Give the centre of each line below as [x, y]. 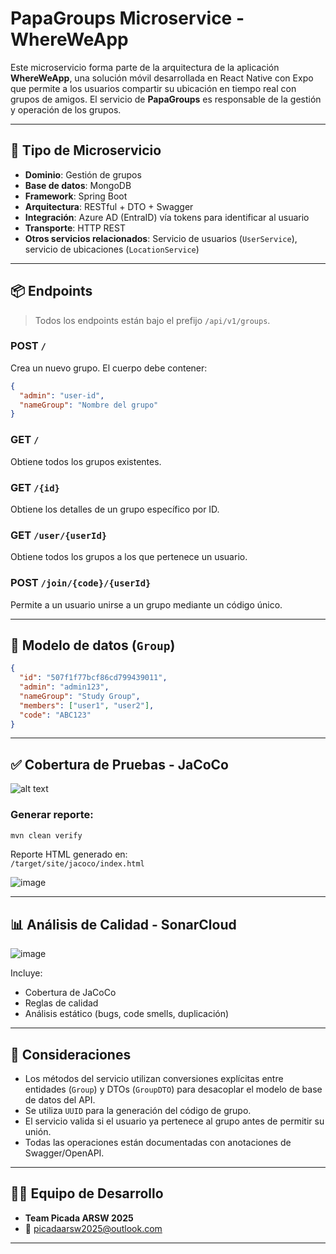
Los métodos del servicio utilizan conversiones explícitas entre [154, 1079]
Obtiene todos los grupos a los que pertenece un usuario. [129, 557]
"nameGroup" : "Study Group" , [80, 696]
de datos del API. [60, 1100]
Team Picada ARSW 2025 [79, 1218]
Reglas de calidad [61, 1003]
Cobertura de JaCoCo [70, 993]
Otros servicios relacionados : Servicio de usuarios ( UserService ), [161, 238]
